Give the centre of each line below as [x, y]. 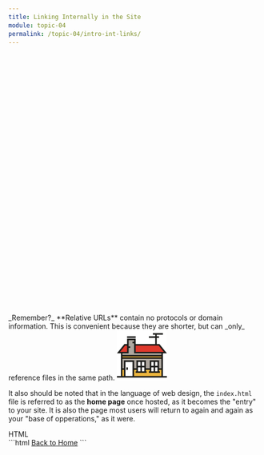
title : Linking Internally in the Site [75, 17]
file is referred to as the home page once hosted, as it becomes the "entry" [132, 402]
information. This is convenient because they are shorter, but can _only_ [127, 326]
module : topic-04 [37, 25]
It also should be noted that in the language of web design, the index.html [130, 393]
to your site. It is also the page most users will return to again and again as [131, 410]
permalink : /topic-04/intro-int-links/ [75, 34]
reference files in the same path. [62, 378]
